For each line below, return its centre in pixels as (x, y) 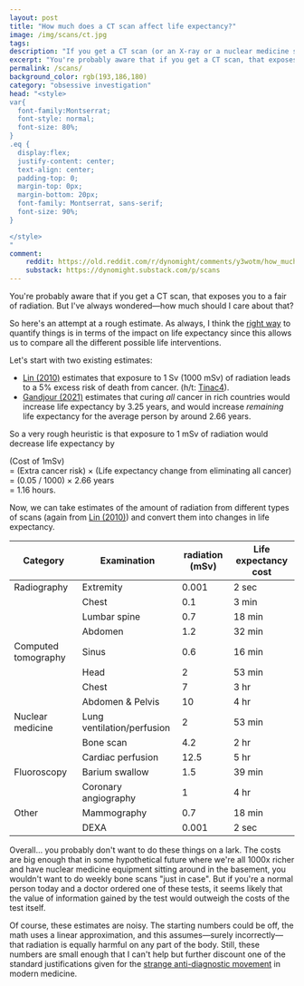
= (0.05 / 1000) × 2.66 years (62, 480)
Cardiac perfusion (120, 757)
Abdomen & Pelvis (121, 702)
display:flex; (44, 152)
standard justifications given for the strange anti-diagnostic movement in (145, 964)
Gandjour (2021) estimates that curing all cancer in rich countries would (156, 397)
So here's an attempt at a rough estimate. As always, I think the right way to (150, 323)
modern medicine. (43, 973)
